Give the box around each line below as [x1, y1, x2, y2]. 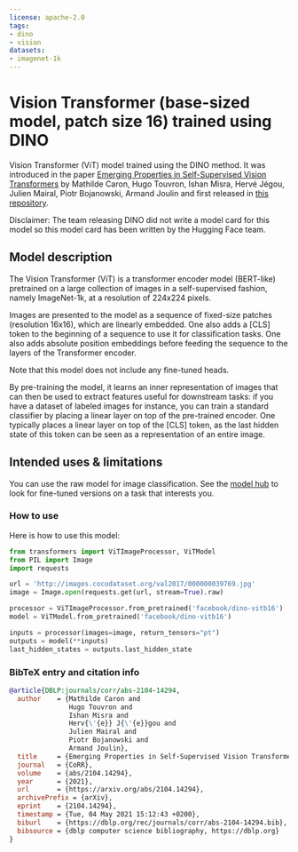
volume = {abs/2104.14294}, [17, 768, 133, 777]
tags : [9, 21, 29, 30]
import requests [9, 563, 69, 573]
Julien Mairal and [68, 728, 137, 737]
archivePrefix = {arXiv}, [17, 793, 114, 802]
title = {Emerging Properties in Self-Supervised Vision [17, 752, 248, 760]
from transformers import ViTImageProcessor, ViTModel [9, 547, 216, 556]
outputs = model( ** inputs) [9, 636, 109, 645]
